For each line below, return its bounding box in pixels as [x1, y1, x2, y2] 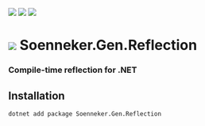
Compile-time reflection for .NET [8, 64, 137, 75]
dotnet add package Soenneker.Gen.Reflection [8, 109, 161, 118]
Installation [8, 89, 65, 102]
